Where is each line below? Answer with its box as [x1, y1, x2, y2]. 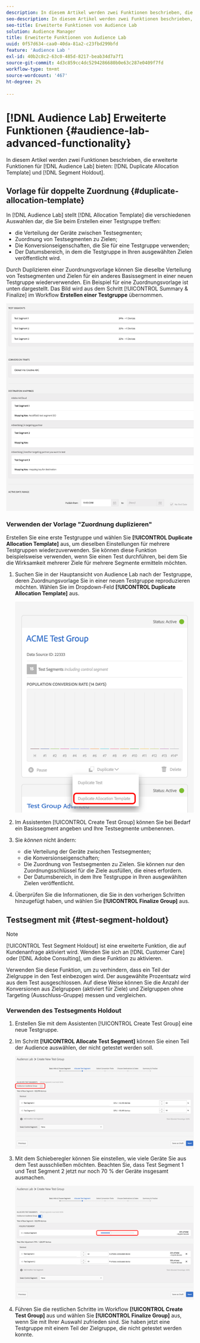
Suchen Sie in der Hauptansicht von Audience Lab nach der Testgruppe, [14, 570, 192, 577]
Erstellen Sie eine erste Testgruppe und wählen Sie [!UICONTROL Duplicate [6, 533, 193, 541]
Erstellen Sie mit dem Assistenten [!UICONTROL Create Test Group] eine [14, 1020, 193, 1027]
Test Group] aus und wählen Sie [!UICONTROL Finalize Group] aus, [14, 1311, 182, 1319]
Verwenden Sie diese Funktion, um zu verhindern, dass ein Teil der [6, 966, 170, 973]
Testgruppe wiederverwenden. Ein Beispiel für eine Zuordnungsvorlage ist [6, 279, 189, 286]
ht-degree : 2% [6, 79, 42, 85]
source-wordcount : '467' [6, 72, 68, 79]
